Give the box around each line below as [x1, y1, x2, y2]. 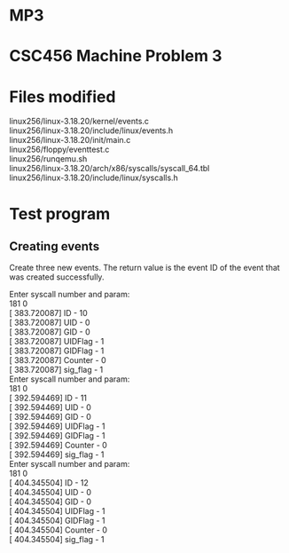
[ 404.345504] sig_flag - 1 [9, 534, 105, 545]
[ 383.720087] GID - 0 [9, 327, 90, 337]
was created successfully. [9, 272, 105, 282]
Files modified [9, 86, 116, 107]
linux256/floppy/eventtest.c [9, 144, 110, 155]
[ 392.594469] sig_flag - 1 [9, 449, 105, 460]
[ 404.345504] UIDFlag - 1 [9, 506, 105, 517]
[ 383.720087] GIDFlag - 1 [9, 345, 105, 356]
